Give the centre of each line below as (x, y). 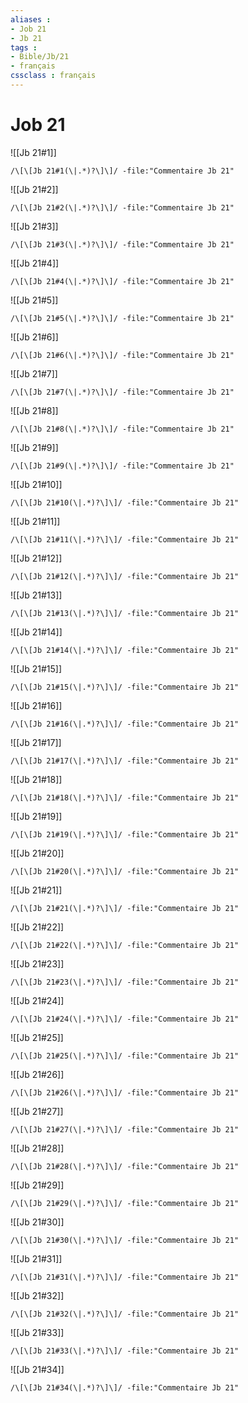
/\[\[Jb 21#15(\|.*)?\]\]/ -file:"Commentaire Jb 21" (125, 687)
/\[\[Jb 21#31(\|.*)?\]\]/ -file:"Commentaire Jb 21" (125, 1277)
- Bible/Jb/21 (40, 57)
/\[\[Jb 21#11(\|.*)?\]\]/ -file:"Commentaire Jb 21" (125, 539)
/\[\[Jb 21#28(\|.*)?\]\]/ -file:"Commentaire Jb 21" (125, 1166)
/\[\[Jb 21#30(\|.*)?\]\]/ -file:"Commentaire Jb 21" (125, 1240)
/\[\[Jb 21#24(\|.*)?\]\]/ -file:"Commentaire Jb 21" (125, 1019)
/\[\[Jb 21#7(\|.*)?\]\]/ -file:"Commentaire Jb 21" (122, 392)
